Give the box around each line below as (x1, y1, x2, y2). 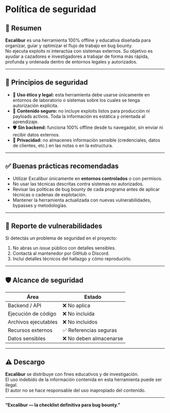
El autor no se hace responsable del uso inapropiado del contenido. (5, 387, 146, 394)
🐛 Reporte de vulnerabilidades (5, 222, 103, 230)
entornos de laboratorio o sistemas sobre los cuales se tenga (12, 97, 140, 103)
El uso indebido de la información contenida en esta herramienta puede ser (5, 376, 162, 383)
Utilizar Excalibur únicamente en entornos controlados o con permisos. (12, 175, 163, 181)
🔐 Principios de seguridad (5, 78, 88, 87)
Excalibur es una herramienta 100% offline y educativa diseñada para (5, 37, 151, 43)
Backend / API (8, 302, 41, 309)
